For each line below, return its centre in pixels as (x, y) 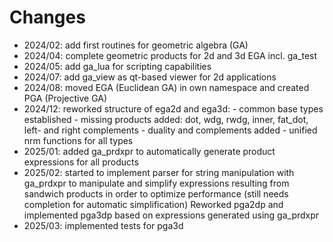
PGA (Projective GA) (65, 98)
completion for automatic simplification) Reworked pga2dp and (153, 204)
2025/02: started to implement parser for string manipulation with (159, 172)
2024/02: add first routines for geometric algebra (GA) (136, 45)
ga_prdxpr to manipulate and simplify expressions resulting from (156, 183)
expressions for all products (81, 162)
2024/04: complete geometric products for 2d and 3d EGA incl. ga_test (170, 55)
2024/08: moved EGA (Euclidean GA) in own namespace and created (166, 87)
